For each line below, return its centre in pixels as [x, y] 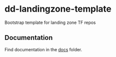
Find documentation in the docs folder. [43, 49]
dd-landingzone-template [58, 9]
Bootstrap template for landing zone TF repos [50, 22]
